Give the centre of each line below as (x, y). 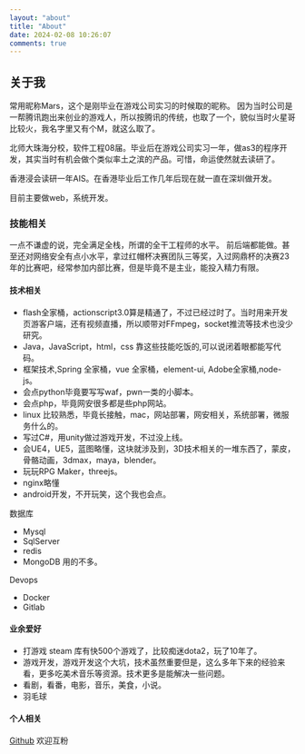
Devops (24, 580)
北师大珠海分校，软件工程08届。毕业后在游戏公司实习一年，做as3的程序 (144, 148)
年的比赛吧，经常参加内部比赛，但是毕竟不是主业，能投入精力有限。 (137, 268)
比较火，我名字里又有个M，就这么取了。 (85, 129)
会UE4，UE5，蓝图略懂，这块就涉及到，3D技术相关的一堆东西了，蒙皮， (159, 448)
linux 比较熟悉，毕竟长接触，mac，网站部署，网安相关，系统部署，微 (152, 414)
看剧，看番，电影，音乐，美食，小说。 (94, 685)
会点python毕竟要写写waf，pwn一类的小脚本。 (110, 392)
